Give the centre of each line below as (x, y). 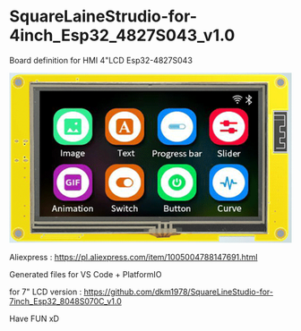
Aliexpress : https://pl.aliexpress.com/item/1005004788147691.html (133, 258)
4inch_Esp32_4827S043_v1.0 (122, 35)
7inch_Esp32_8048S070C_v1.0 (66, 301)
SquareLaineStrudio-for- (103, 17)
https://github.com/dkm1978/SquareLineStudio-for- (178, 292)
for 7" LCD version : (46, 292)
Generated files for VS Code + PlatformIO (86, 275)
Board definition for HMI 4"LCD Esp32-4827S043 (101, 60)
